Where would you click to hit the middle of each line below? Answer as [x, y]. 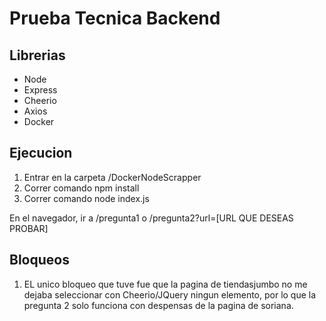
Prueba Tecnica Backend [115, 18]
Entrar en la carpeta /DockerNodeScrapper [112, 177]
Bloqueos [39, 260]
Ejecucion [41, 153]
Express [40, 90]
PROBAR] [29, 228]
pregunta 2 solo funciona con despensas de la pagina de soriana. [158, 305]
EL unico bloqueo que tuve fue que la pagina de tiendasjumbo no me [165, 284]
